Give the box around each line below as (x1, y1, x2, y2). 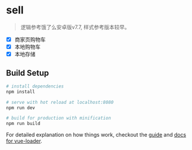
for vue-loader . (6, 138, 43, 145)
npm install (6, 89, 35, 95)
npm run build (6, 121, 41, 127)
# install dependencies (6, 83, 64, 89)
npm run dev (6, 104, 35, 111)
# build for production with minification (6, 115, 111, 121)
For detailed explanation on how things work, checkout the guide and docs (6, 131, 186, 138)
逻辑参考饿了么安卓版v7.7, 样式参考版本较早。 (20, 23, 130, 30)
